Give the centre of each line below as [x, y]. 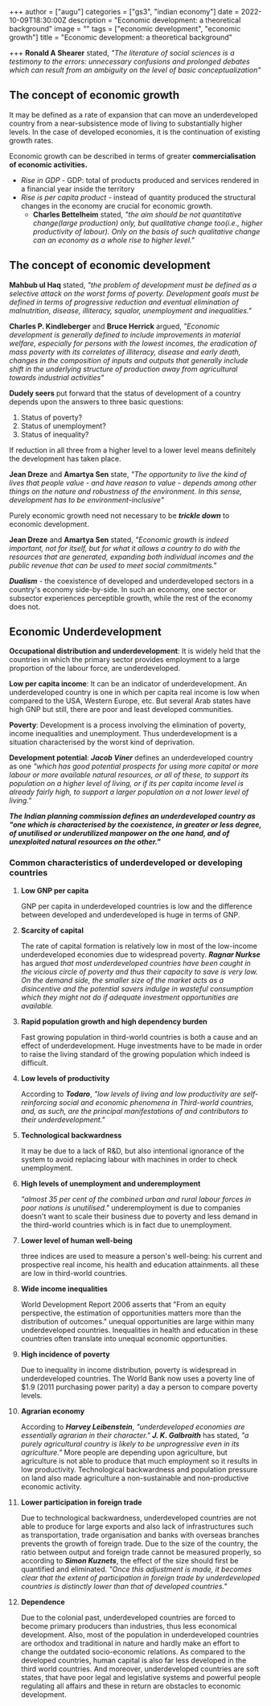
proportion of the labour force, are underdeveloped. [95, 669]
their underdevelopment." [63, 1120]
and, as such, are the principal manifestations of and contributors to [134, 1111]
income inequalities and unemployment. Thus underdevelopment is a [123, 734]
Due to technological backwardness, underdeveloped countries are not [138, 1518]
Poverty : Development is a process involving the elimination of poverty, [128, 725]
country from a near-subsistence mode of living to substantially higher [126, 123]
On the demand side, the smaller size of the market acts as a [122, 980]
